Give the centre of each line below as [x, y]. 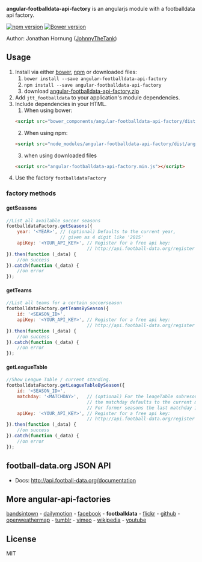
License [21, 539]
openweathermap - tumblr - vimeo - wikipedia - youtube [76, 520]
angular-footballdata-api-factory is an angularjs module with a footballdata [101, 9]
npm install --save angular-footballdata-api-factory [93, 85]
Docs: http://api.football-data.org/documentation [75, 480]
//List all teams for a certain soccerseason [64, 303]
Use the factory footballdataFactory [60, 178]
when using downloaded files [60, 155]
